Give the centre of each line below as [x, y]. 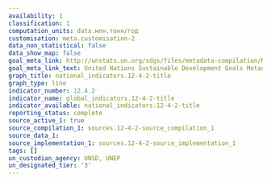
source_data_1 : [34, 135]
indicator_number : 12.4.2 [52, 91]
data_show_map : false [45, 53]
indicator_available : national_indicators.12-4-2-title [104, 105]
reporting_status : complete [56, 114]
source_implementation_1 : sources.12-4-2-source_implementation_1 [122, 143]
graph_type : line [38, 83]
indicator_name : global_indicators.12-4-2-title [92, 98]
